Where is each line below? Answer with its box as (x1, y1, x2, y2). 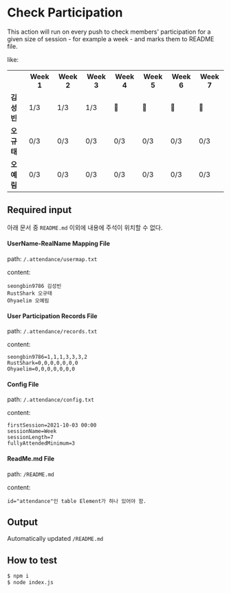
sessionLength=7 (7, 434, 54, 441)
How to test (7, 555, 57, 566)
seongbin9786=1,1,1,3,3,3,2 (7, 354, 88, 361)
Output (7, 516, 38, 528)
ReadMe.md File (7, 454, 55, 462)
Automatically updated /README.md (7, 535, 104, 543)
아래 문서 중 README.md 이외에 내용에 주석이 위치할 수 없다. (7, 223, 163, 232)
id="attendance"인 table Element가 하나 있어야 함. (7, 497, 146, 504)
